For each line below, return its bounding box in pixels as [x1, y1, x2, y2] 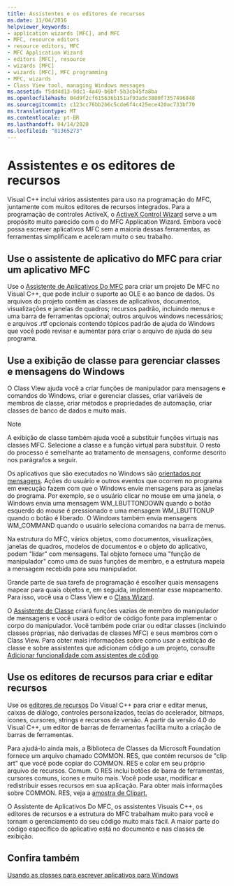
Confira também [7, 852, 80, 864]
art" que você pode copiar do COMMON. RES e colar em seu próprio [7, 759, 205, 767]
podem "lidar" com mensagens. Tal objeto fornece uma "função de [7, 550, 200, 558]
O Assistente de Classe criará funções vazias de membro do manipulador [7, 606, 219, 615]
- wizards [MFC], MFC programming [7, 69, 108, 76]
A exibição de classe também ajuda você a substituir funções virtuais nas [7, 433, 219, 441]
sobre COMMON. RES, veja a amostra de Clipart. [7, 788, 147, 797]
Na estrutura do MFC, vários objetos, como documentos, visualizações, [7, 534, 214, 543]
